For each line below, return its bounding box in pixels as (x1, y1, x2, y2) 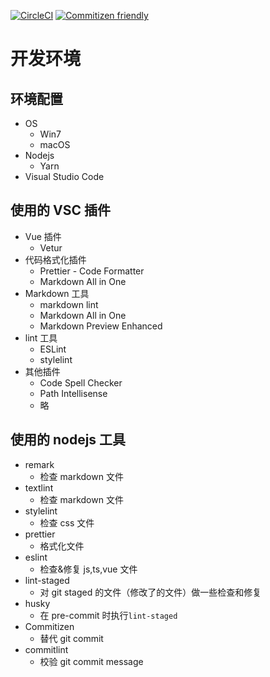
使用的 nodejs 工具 (10, 431, 127, 449)
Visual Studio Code (24, 171, 105, 182)
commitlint (24, 643, 69, 655)
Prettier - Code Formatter (39, 265, 145, 277)
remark (24, 458, 55, 470)
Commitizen (24, 620, 75, 632)
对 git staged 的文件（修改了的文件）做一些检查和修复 (39, 586, 262, 598)
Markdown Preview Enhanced (39, 320, 163, 332)
